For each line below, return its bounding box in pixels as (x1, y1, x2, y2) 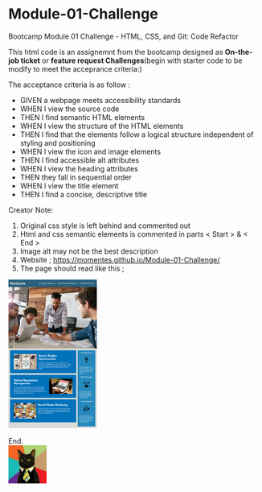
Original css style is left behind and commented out (19, 221, 191, 230)
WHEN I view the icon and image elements (19, 147, 162, 156)
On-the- (224, 47, 253, 56)
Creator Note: (8, 205, 54, 214)
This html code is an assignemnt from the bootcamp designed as (8, 47, 223, 56)
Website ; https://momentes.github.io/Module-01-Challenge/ (19, 254, 220, 264)
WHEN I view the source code (19, 104, 120, 114)
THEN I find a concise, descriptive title (19, 189, 147, 199)
